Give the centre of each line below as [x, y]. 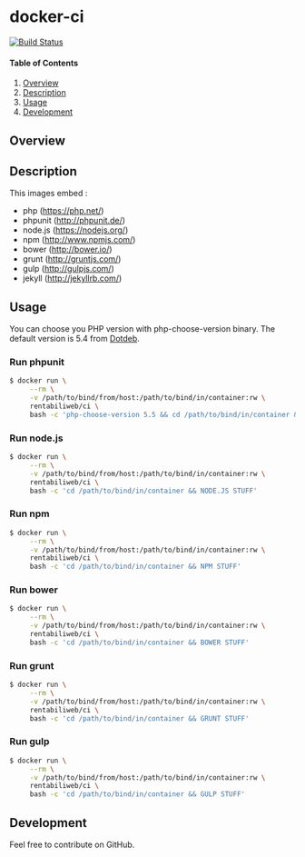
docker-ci [47, 17]
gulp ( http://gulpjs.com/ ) [69, 269]
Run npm [30, 513]
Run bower [34, 590]
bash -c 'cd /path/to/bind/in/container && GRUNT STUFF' [139, 718]
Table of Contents [44, 63]
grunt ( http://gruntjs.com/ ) [72, 259]
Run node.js [36, 438]
